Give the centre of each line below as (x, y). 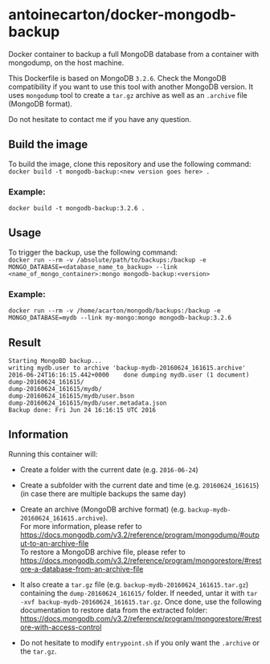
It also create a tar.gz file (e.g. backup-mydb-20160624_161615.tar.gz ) (134, 585)
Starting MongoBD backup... (55, 361)
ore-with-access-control (61, 627)
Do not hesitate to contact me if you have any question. (100, 119)
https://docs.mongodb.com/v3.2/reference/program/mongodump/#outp (139, 535)
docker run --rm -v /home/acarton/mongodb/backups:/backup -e (115, 311)
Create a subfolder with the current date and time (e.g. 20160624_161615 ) (139, 485)
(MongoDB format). (41, 104)
